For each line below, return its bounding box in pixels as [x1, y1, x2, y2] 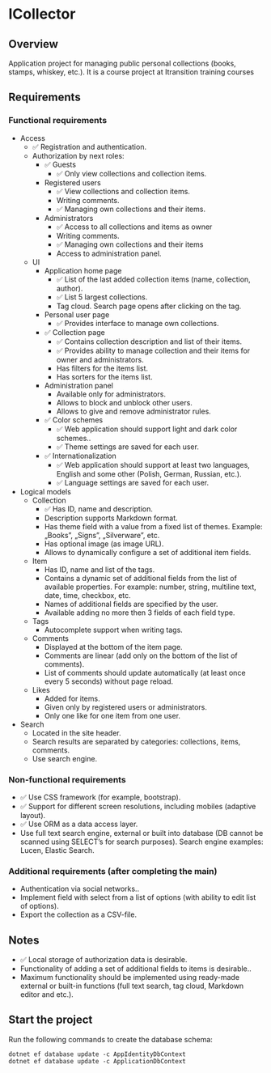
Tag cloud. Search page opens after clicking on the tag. [56, 301, 242, 311]
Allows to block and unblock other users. [56, 397, 193, 407]
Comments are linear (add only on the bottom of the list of [44, 651, 239, 660]
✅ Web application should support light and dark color [56, 424, 238, 434]
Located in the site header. [32, 727, 121, 737]
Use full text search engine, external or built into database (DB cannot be [19, 828, 264, 838]
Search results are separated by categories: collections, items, [32, 736, 241, 746]
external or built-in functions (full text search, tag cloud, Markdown [19, 981, 244, 991]
